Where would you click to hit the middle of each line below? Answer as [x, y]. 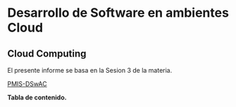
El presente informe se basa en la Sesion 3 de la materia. [90, 70]
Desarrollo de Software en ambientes [118, 13]
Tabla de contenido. [37, 97]
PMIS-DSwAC [27, 84]
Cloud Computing [47, 53]
